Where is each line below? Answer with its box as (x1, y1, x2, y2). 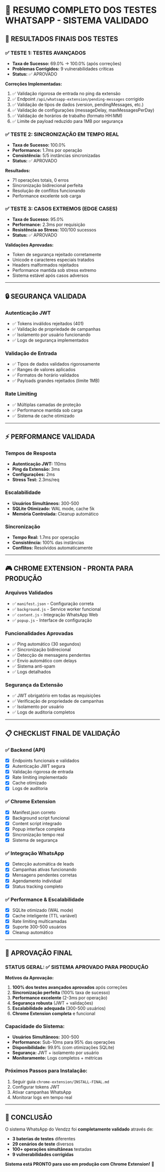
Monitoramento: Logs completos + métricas (12, 1055, 103, 1061)
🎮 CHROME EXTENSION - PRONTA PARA (5, 565, 134, 573)
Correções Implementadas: (5, 81, 62, 87)
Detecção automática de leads (12, 861, 75, 867)
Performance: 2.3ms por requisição (12, 222, 85, 227)
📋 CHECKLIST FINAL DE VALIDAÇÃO (5, 729, 120, 737)
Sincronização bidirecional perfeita (12, 183, 83, 189)
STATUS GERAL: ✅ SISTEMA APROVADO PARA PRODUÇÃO (5, 963, 149, 970)
